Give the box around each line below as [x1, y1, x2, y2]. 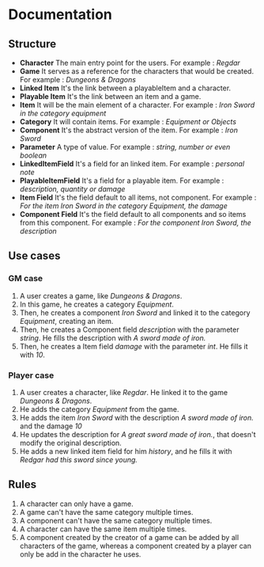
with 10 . [19, 350, 46, 360]
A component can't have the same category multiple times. [19, 516, 213, 525]
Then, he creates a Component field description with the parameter [19, 325, 239, 334]
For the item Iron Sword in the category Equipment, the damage [19, 201, 228, 211]
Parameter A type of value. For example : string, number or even [19, 143, 231, 151]
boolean [19, 150, 47, 160]
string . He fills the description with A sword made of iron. [19, 333, 206, 342]
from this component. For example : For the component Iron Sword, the [19, 218, 251, 227]
